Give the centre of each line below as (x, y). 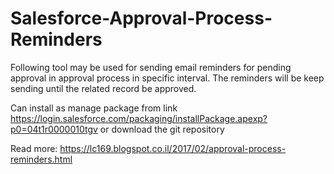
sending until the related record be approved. (103, 88)
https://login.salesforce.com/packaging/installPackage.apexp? (139, 118)
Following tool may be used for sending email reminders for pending (151, 67)
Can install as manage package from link (94, 108)
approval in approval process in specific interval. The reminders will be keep (167, 78)
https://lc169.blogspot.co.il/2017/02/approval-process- (173, 148)
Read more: (34, 148)
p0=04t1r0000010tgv (54, 129)
